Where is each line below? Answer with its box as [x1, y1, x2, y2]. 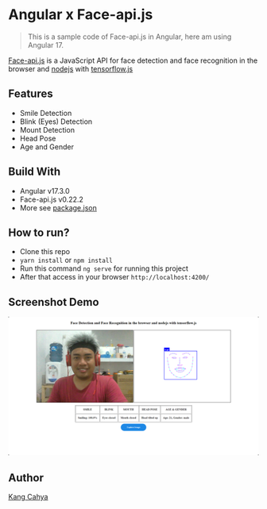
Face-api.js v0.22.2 [19, 195, 83, 204]
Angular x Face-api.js [8, 6, 153, 24]
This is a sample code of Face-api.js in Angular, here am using [27, 32, 232, 41]
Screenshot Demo [8, 295, 99, 309]
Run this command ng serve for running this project [19, 264, 189, 273]
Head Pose [19, 133, 56, 143]
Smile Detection [19, 108, 72, 118]
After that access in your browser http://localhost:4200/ [19, 272, 210, 282]
